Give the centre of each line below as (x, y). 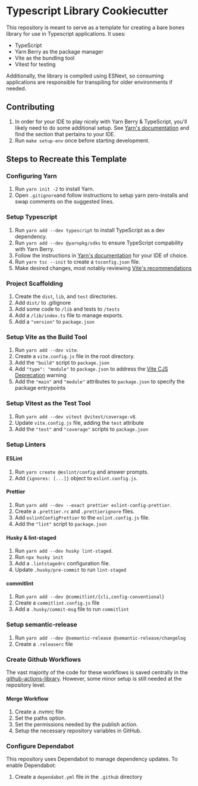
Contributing (30, 107)
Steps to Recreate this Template (66, 159)
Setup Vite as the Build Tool (47, 337)
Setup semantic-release (42, 625)
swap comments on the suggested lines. (64, 202)
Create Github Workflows (44, 659)
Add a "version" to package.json (55, 322)
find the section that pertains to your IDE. (65, 134)
